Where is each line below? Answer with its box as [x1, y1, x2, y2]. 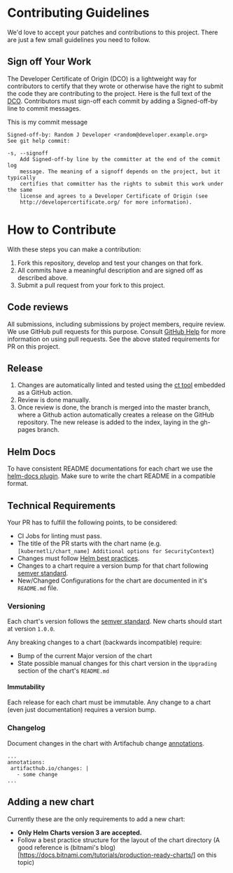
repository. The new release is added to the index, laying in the [17, 418, 199, 426]
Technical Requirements [7, 499, 116, 512]
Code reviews [7, 301, 69, 313]
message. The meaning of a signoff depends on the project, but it [20, 168, 220, 175]
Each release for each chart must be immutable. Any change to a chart [7, 698, 211, 706]
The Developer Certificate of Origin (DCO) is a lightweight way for [7, 74, 197, 83]
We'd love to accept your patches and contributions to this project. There [7, 28, 218, 36]
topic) [17, 858, 35, 866]
